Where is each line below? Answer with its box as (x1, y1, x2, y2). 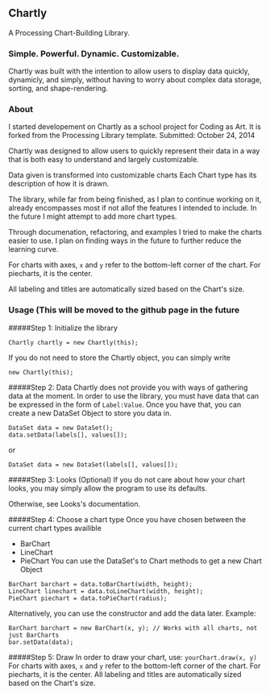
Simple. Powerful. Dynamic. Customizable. (8, 48, 180, 59)
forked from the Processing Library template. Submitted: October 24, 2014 (8, 131, 255, 140)
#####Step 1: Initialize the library (8, 323, 118, 332)
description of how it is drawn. (8, 179, 110, 189)
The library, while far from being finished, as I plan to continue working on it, (8, 194, 262, 204)
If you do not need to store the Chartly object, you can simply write (8, 353, 231, 362)
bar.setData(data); (8, 638, 74, 646)
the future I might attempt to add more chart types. (8, 211, 177, 221)
